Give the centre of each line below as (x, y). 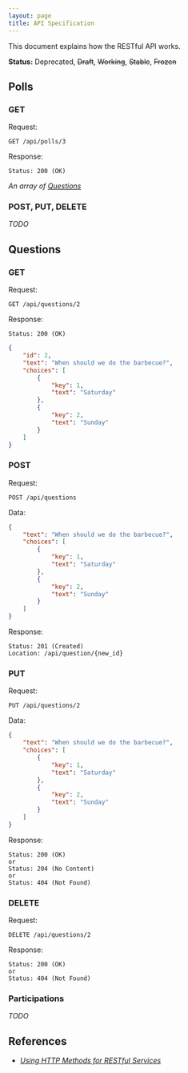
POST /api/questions (43, 498)
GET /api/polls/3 (37, 142)
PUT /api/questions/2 (44, 706)
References (38, 1041)
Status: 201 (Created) (46, 647)
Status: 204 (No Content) (51, 869)
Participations (36, 998)
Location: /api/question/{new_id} (66, 654)
